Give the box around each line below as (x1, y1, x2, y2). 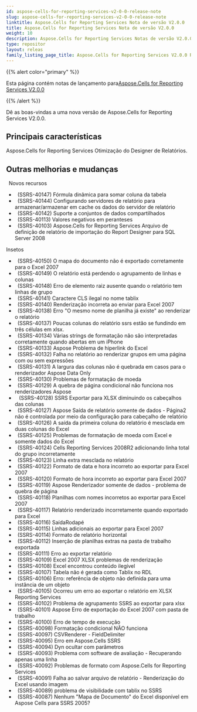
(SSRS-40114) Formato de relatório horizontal (17, 532, 127, 539)
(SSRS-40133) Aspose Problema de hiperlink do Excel (17, 345, 148, 352)
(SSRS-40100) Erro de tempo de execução (17, 619, 121, 626)
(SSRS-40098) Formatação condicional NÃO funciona (17, 625, 148, 632)
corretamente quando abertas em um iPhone (14, 338, 123, 346)
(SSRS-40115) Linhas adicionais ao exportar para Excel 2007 (17, 525, 164, 532)
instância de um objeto (14, 581, 70, 588)
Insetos (6, 246, 24, 253)
